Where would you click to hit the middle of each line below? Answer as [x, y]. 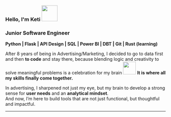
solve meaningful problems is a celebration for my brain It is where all [85, 73]
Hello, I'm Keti [23, 19]
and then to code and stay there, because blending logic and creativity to [82, 59]
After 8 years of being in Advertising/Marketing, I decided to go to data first [84, 54]
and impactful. [20, 104]
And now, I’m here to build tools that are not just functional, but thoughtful [82, 99]
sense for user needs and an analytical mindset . [57, 93]
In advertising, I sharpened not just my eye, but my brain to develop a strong [85, 88]
